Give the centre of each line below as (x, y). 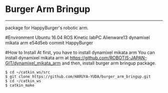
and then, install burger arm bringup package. (109, 63)
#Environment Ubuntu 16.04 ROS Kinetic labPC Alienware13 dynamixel (77, 37)
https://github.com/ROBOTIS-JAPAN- (108, 57)
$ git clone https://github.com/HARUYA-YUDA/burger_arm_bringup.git (78, 76)
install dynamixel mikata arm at (37, 57)
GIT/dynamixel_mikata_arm (33, 63)
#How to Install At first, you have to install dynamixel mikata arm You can (80, 52)
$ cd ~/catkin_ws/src (28, 72)
